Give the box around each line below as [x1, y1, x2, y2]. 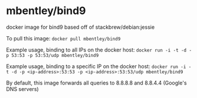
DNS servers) [6, 85, 40, 92]
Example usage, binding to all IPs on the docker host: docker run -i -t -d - [6, 46, 192, 53]
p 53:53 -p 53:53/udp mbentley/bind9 [6, 52, 99, 58]
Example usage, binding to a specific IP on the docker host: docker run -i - [6, 63, 192, 70]
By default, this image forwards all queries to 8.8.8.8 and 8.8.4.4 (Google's [6, 79, 187, 86]
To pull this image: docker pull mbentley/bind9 [6, 35, 121, 42]
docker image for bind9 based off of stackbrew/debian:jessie [6, 23, 155, 31]
